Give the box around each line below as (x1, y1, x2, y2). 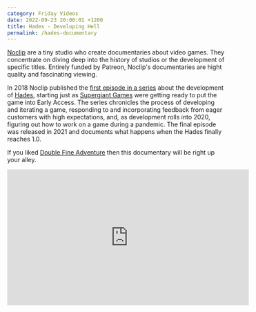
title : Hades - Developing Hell (7, 23, 100, 30)
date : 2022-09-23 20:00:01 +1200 (7, 17, 104, 23)
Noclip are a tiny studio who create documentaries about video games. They (7, 48, 225, 57)
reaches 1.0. (7, 135, 41, 144)
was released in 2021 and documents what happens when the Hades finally (7, 128, 222, 136)
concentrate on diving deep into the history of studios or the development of (7, 56, 225, 64)
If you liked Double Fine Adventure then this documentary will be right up (7, 148, 215, 157)
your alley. (7, 156, 37, 164)
